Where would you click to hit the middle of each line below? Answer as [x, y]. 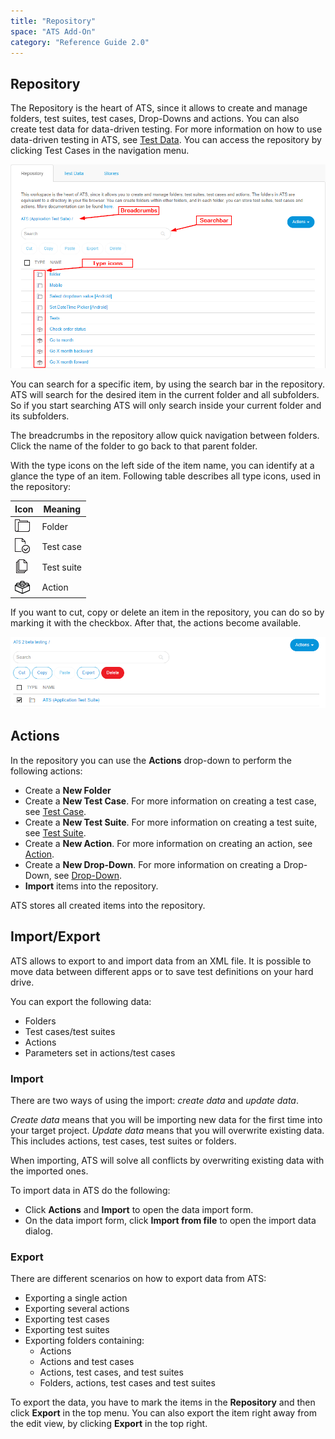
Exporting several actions [77, 1309]
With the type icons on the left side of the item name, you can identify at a [162, 466]
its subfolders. [40, 416]
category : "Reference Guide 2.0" [80, 42]
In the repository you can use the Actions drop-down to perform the [151, 760]
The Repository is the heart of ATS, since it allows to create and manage [159, 108]
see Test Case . [55, 811]
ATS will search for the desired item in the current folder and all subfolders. [165, 395]
